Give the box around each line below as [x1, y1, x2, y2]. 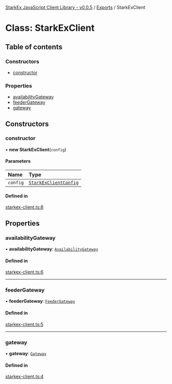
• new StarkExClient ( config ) [5, 146, 67, 152]
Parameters [5, 158, 31, 164]
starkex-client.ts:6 [5, 269, 44, 275]
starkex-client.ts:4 [5, 373, 44, 380]
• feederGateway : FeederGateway [5, 298, 75, 304]
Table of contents [5, 42, 62, 51]
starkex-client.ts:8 [5, 204, 44, 210]
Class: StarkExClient [5, 22, 95, 34]
